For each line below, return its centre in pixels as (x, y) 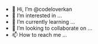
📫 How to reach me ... (39, 35)
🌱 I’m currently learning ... (43, 22)
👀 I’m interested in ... (37, 15)
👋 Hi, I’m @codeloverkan (42, 9)
